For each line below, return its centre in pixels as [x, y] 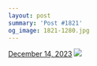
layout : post [30, 16]
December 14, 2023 [40, 54]
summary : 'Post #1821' [45, 23]
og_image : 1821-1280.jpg [49, 30]
